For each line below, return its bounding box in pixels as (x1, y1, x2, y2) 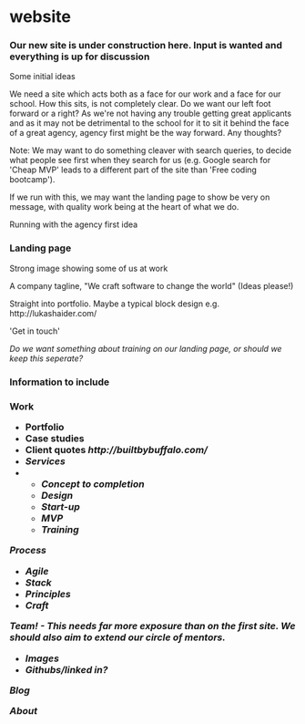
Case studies (25, 432, 85, 444)
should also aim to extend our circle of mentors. (9, 631, 226, 644)
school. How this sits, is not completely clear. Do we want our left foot (9, 98, 271, 109)
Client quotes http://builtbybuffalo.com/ (25, 444, 208, 456)
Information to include (9, 376, 110, 388)
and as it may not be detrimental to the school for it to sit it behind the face (9, 118, 290, 129)
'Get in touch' (9, 326, 61, 336)
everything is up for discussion (9, 50, 150, 63)
